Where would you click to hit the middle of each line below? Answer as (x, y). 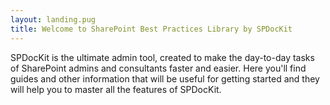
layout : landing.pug (53, 19)
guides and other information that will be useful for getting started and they (165, 78)
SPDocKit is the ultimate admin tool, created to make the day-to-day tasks (162, 57)
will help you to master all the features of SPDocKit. (116, 89)
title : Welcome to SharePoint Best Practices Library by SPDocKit (151, 29)
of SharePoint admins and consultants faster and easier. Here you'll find (158, 68)
